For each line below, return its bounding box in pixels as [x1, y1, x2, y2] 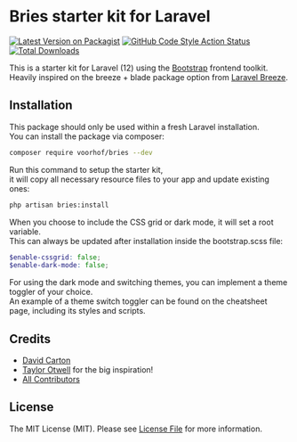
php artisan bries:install [9, 201, 109, 209]
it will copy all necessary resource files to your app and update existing [9, 174, 269, 184]
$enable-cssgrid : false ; [9, 252, 101, 262]
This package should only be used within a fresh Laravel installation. [9, 121, 260, 132]
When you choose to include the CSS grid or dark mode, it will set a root [9, 217, 274, 227]
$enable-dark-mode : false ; [9, 261, 109, 270]
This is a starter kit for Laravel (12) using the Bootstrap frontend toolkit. [9, 62, 269, 73]
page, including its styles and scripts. [9, 306, 146, 316]
